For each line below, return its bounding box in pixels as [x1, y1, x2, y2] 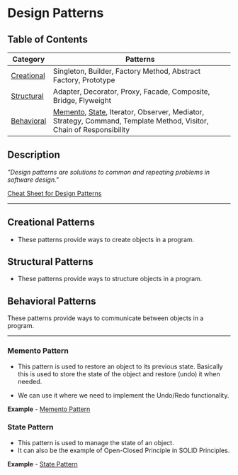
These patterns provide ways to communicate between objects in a [7, 314, 204, 322]
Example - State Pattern [7, 459, 78, 468]
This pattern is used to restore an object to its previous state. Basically [17, 362, 223, 371]
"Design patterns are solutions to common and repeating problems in [7, 168, 210, 176]
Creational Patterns [7, 217, 96, 229]
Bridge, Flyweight [52, 96, 112, 105]
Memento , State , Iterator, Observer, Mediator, [52, 107, 205, 116]
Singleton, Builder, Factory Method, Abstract [52, 66, 200, 76]
